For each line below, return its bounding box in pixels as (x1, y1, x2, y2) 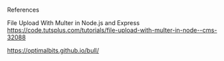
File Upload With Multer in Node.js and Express (7, 19, 140, 26)
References (7, 6, 40, 14)
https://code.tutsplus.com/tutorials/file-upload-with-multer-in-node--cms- (7, 26, 217, 34)
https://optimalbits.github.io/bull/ (7, 47, 100, 54)
